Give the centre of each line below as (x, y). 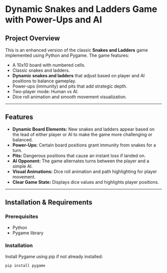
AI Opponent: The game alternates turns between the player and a (81, 161)
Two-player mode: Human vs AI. (45, 91)
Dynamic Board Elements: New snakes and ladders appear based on (83, 129)
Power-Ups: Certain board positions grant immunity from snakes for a (84, 145)
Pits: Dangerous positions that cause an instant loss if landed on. (79, 155)
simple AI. (23, 166)
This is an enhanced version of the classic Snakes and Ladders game (77, 50)
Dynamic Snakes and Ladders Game (81, 9)
